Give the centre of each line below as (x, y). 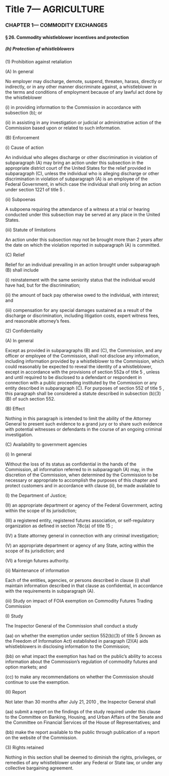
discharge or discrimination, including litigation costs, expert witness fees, (82, 316)
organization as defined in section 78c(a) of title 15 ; (59, 526)
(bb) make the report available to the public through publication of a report (82, 732)
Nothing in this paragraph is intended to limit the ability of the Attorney (78, 418)
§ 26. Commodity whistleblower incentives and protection (67, 37)
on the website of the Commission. (41, 738)
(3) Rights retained (24, 747)
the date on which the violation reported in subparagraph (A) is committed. (83, 245)
